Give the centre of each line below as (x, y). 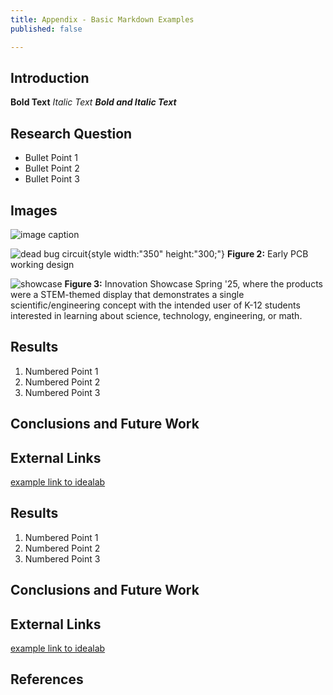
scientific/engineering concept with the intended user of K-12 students (155, 305)
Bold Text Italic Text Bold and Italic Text (93, 102)
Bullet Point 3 (52, 179)
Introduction (50, 77)
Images (34, 210)
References (47, 679)
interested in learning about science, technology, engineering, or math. (156, 315)
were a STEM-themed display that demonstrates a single (127, 294)
